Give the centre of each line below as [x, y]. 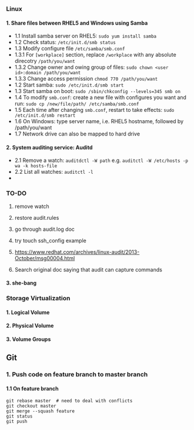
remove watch [32, 206]
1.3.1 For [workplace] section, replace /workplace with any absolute [95, 55]
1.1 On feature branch [32, 388]
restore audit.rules [37, 217]
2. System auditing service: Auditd [49, 147]
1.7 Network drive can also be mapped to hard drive [77, 134]
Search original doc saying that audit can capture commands [88, 269]
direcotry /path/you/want [45, 61]
